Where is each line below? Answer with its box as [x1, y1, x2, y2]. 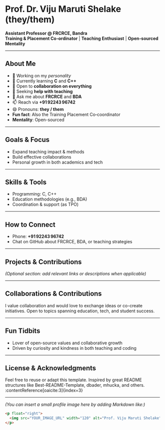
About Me [5, 60, 36, 68]
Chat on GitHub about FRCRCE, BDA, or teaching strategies [12, 239, 133, 245]
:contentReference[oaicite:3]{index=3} [5, 388, 83, 394]
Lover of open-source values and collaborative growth [12, 340, 123, 346]
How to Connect [5, 220, 55, 229]
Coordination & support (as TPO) [12, 201, 79, 207]
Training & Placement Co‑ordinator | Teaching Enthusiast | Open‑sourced [5, 35, 159, 41]
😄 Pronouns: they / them [12, 106, 64, 112]
